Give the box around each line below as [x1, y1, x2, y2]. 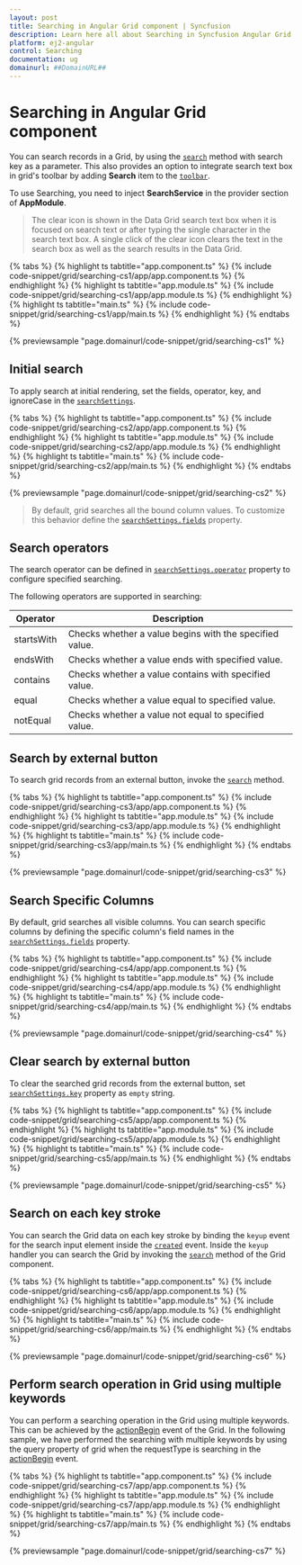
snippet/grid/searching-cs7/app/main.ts [9, 1518, 157, 1529]
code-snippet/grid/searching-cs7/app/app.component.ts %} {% [9, 1480, 247, 1490]
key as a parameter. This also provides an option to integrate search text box [9, 160, 293, 171]
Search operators [9, 541, 110, 556]
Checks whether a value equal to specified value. [67, 694, 276, 706]
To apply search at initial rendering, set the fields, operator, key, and [9, 385, 262, 396]
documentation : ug [9, 55, 78, 64]
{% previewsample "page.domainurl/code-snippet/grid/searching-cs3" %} [9, 867, 287, 877]
